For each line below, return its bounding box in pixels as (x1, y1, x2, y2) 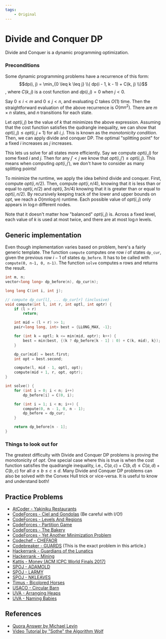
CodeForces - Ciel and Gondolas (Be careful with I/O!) (12, 511, 123, 517)
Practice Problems (5, 493, 63, 501)
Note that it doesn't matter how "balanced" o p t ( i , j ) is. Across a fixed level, (5, 211, 156, 217)
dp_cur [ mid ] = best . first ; (14, 351, 70, 357)
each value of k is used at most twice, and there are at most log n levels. (5, 217, 153, 223)
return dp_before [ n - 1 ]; (14, 424, 68, 429)
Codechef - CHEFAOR (12, 537, 58, 543)
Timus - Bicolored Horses (12, 580, 65, 585)
